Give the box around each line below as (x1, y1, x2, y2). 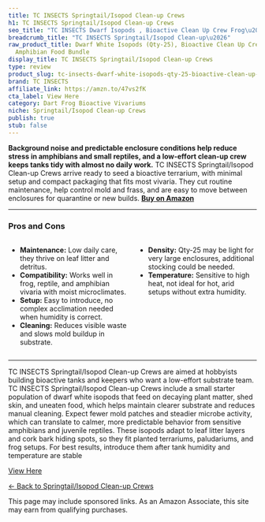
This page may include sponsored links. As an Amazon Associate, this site (8, 497, 249, 506)
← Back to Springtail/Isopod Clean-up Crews (8, 482, 154, 491)
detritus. (19, 262, 47, 272)
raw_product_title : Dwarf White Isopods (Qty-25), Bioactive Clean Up (8, 41, 245, 49)
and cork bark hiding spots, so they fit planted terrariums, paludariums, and (8, 434, 254, 444)
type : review (8, 63, 51, 71)
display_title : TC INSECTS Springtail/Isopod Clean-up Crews (8, 56, 214, 64)
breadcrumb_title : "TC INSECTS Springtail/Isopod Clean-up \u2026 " (8, 33, 231, 42)
